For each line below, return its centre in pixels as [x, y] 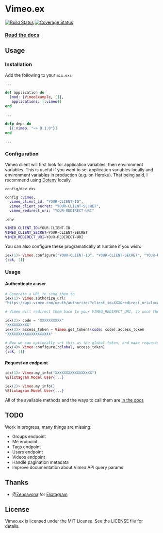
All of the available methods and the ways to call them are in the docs [74, 400]
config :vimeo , [20, 197]
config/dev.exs [20, 189]
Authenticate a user [25, 283]
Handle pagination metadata [40, 462]
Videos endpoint [28, 457]
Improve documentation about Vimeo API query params [68, 467]
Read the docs [22, 35]
